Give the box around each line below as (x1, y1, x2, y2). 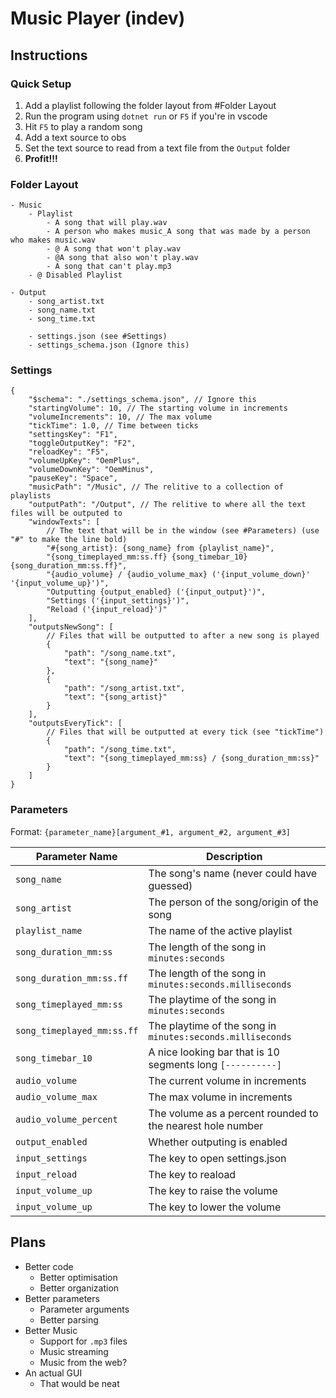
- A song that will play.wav (46, 218, 168, 228)
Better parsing (39, 1313, 99, 1326)
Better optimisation (39, 1271, 118, 1283)
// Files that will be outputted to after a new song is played (46, 631, 320, 641)
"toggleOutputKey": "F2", (28, 438, 137, 449)
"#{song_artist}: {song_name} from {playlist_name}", (46, 543, 275, 554)
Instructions (10, 47, 88, 64)
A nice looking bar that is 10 (148, 1045, 280, 1059)
